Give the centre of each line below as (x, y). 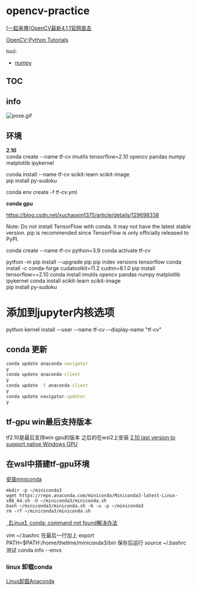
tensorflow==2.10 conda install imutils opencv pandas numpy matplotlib (93, 274)
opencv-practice (48, 11)
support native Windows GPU (42, 444)
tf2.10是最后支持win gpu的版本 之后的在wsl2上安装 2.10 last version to (91, 437)
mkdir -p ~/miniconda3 (34, 491)
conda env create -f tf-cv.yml (42, 192)
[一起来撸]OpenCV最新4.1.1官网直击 (49, 28)
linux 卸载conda (29, 567)
